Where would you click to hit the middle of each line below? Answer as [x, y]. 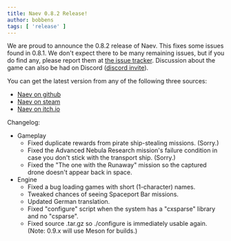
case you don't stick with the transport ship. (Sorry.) [101, 158]
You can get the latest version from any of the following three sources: [107, 81]
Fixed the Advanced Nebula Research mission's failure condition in [122, 150]
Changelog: [23, 123]
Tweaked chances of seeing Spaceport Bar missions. [103, 194]
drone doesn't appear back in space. [80, 172]
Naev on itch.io [39, 109]
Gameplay [32, 136]
